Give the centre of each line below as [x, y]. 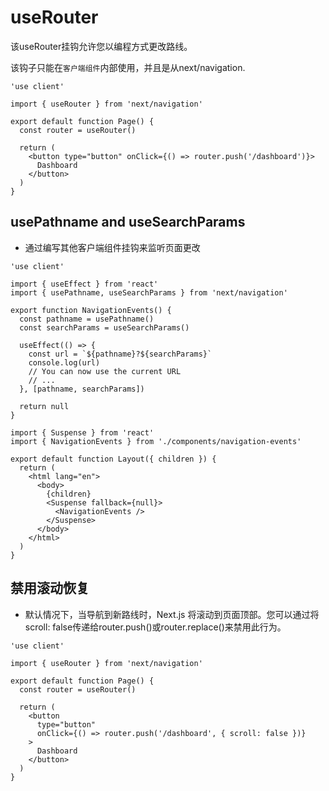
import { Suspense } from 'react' [82, 432]
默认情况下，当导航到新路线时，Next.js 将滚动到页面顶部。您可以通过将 [172, 614]
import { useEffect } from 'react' [84, 284]
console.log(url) [64, 362]
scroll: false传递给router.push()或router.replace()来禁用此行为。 [155, 627]
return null [44, 406]
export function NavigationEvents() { [91, 310]
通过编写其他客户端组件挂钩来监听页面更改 [112, 247]
